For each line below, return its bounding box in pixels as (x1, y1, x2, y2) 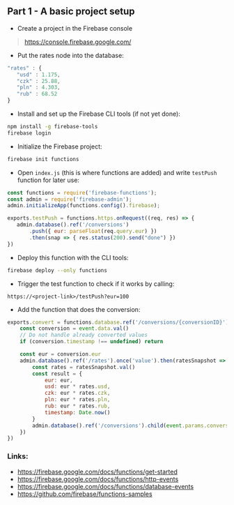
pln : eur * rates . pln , (44, 396, 111, 403)
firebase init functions (7, 156, 79, 163)
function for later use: (17, 176, 80, 184)
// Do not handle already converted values (19, 331, 148, 339)
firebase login (7, 129, 52, 137)
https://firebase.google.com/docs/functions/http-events (17, 474, 179, 483)
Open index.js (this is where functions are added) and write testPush (17, 168, 217, 176)
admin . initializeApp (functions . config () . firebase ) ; (7, 202, 160, 209)
